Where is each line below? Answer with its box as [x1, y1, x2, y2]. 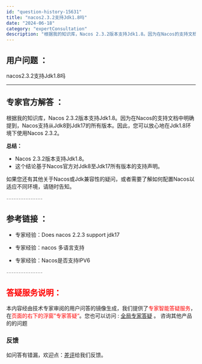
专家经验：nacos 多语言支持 [14, 243, 85, 251]
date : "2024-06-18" [6, 20, 55, 26]
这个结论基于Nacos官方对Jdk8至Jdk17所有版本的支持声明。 [14, 162, 164, 169]
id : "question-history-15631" [6, 8, 82, 15]
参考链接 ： [6, 214, 48, 224]
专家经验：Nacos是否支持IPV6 [14, 257, 90, 264]
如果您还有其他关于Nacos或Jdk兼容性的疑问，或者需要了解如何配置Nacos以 [6, 175, 195, 183]
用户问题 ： [6, 55, 48, 65]
